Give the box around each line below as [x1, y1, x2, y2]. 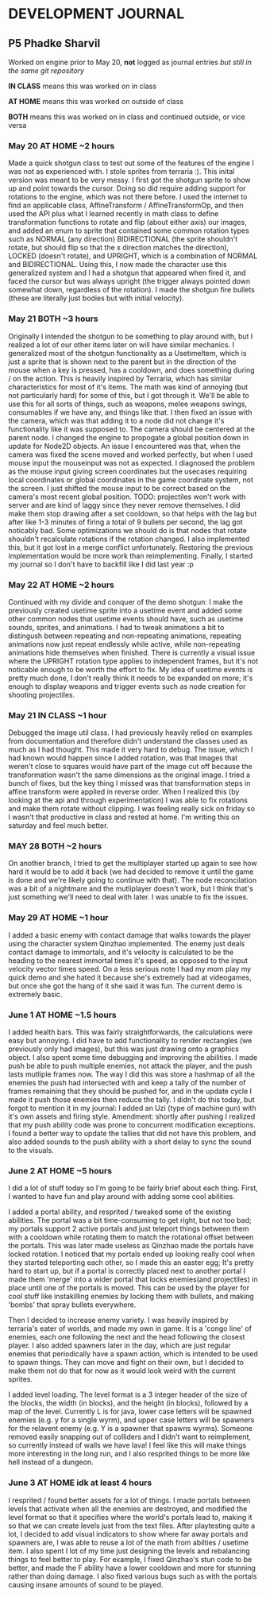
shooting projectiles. [8, 690, 75, 699]
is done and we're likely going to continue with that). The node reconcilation [8, 876, 256, 885]
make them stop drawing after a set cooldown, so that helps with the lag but [8, 508, 257, 518]
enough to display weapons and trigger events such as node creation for [8, 681, 246, 691]
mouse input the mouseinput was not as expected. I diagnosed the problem [8, 458, 256, 467]
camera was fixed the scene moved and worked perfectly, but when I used [8, 450, 253, 459]
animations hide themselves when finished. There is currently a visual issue [8, 648, 256, 657]
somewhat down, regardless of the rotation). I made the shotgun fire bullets [8, 285, 256, 295]
